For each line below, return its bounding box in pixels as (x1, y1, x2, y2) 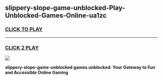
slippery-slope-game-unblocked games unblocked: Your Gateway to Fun (5, 64, 155, 70)
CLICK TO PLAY (5, 26, 43, 33)
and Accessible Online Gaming (5, 69, 68, 75)
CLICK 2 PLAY (5, 44, 39, 51)
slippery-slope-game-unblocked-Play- (5, 4, 125, 12)
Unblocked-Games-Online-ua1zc (5, 12, 107, 20)
